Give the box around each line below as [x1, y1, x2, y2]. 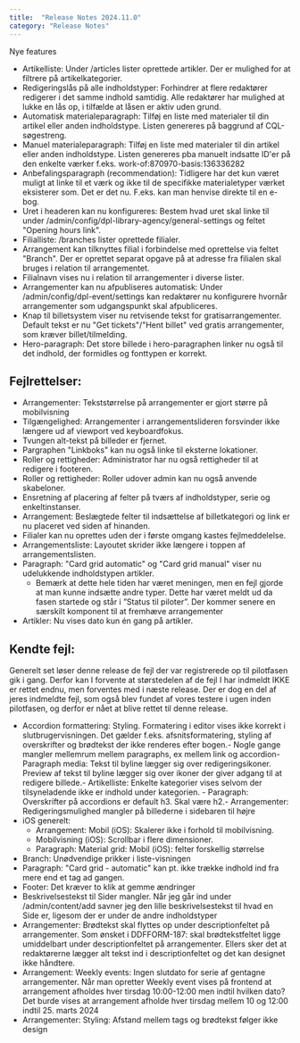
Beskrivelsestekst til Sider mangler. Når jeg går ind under [21, 891, 232, 902]
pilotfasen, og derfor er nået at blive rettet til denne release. [9, 703, 229, 714]
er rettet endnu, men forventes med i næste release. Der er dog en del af [9, 684, 277, 695]
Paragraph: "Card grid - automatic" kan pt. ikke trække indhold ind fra [21, 863, 279, 873]
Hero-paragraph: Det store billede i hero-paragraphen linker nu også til [21, 338, 284, 349]
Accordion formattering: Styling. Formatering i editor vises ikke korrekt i [21, 721, 286, 731]
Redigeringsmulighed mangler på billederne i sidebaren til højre [21, 805, 256, 817]
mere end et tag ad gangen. [21, 872, 125, 883]
